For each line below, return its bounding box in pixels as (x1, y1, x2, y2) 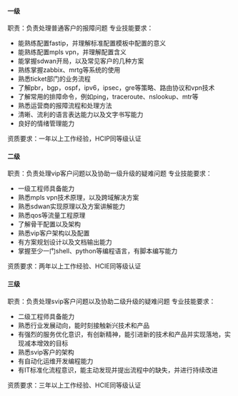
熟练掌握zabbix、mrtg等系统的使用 (17, 66, 121, 74)
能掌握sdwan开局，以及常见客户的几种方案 (17, 57, 144, 66)
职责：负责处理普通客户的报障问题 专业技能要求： (7, 24, 154, 32)
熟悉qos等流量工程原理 (17, 211, 86, 220)
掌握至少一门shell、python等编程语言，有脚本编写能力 (17, 247, 178, 255)
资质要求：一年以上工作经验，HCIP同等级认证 (7, 134, 142, 143)
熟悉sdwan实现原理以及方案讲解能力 (17, 202, 126, 210)
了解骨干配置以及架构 (17, 220, 81, 228)
